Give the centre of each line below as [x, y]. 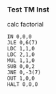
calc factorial [26, 25]
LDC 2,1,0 [21, 55]
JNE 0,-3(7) [24, 73]
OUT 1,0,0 [21, 79]
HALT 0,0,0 [23, 84]
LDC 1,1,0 [21, 49]
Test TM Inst [28, 10]
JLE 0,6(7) [23, 43]
